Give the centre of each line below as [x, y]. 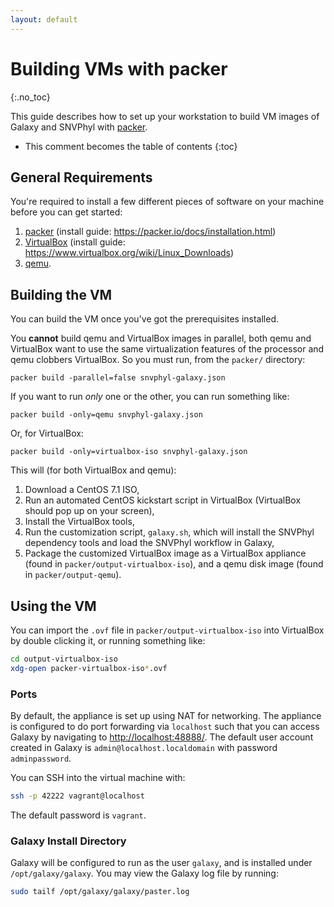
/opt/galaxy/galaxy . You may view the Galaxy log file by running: [144, 873]
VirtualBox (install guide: [75, 242]
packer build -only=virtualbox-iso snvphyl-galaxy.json [129, 452]
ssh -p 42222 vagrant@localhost [77, 796]
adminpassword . [41, 758]
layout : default [44, 19]
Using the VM [53, 606]
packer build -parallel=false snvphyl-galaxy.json [118, 378]
